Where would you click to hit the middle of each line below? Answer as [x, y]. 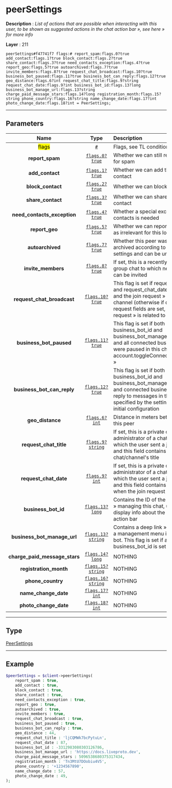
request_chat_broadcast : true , [49, 719]
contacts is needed [136, 218]
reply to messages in [138, 396]
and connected [131, 389]
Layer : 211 [17, 44]
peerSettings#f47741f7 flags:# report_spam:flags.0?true [68, 54]
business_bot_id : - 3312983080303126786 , [59, 747]
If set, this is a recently [140, 262]
